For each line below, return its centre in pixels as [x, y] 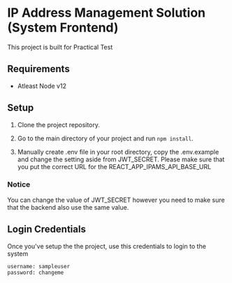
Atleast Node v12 [42, 86]
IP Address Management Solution [107, 13]
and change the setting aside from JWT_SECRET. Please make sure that [121, 159]
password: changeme [36, 273]
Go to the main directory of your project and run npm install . [105, 138]
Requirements [38, 69]
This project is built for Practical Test [60, 47]
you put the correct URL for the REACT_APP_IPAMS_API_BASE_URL [114, 166]
